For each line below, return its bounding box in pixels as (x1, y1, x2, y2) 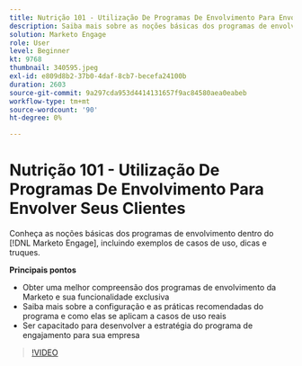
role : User (9, 38, 50, 48)
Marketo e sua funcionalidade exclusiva (22, 291, 170, 302)
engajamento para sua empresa (22, 330, 140, 341)
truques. (9, 247, 40, 258)
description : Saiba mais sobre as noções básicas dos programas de (9, 22, 268, 31)
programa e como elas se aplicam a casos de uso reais (22, 311, 226, 322)
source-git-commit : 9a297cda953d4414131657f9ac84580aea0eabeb (9, 88, 247, 97)
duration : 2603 (9, 80, 67, 89)
